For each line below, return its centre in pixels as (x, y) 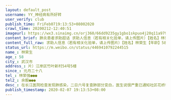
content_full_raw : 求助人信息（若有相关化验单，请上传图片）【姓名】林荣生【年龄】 (83, 43)
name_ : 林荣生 (19, 52)
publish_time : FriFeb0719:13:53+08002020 (50, 24)
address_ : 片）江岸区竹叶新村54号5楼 (41, 66)
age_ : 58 (15, 57)
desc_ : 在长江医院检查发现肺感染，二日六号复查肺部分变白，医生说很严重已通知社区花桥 (85, 85)
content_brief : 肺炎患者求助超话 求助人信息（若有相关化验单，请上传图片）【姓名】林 (85, 38)
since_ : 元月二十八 (24, 71)
